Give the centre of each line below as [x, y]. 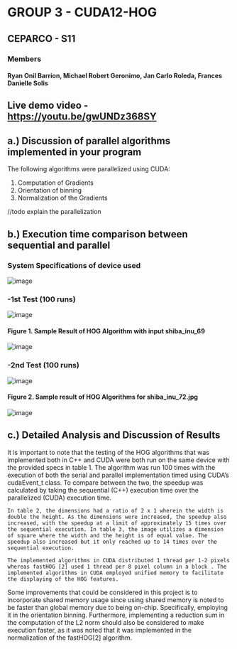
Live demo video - [48, 106]
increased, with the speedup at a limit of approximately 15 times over [117, 523]
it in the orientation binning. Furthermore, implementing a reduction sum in [116, 615]
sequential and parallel [59, 245]
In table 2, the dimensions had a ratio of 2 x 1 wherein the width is [115, 510]
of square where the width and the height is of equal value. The [108, 535]
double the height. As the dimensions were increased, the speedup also [117, 517]
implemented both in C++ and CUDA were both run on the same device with [118, 460]
